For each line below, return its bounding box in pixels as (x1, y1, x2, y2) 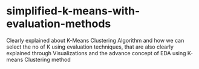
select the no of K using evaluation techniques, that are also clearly (6, 43, 174, 50)
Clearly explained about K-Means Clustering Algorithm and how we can (6, 37, 184, 44)
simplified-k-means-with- (6, 4, 140, 18)
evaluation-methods (6, 17, 111, 31)
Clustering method (24, 56, 71, 63)
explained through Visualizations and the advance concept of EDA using (6, 49, 186, 56)
